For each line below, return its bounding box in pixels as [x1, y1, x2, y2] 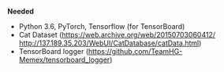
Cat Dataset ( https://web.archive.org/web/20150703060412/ [18, 31, 216, 39]
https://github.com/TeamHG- [88, 47, 183, 56]
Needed [7, 7, 35, 16]
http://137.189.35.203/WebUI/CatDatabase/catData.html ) [18, 38, 202, 48]
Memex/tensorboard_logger [18, 55, 110, 64]
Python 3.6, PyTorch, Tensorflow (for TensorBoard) [18, 22, 185, 31]
